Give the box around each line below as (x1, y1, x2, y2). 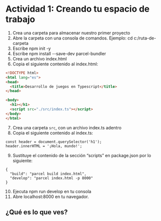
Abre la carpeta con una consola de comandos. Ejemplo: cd (12, 35, 133, 41)
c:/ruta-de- (134, 35, 157, 41)
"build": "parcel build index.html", (10, 172, 87, 177)
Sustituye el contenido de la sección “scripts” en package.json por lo (12, 153, 151, 159)
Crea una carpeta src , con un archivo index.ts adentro (12, 124, 121, 130)
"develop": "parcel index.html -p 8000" (10, 176, 93, 181)
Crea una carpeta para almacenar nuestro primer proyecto (12, 30, 131, 36)
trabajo (5, 14, 36, 25)
